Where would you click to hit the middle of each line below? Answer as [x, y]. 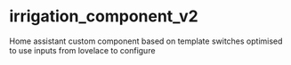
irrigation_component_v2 [104, 16]
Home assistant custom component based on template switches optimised [146, 41]
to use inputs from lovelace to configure [82, 50]
